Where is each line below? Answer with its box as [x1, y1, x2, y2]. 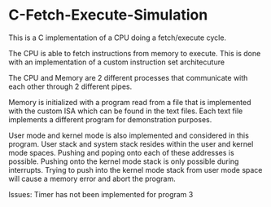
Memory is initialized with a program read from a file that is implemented [8, 97, 251, 107]
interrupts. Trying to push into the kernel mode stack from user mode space [8, 165, 263, 174]
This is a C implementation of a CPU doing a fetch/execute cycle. [8, 33, 226, 42]
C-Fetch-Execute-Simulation [8, 6, 208, 24]
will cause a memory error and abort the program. [8, 174, 177, 183]
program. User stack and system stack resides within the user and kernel [8, 139, 254, 148]
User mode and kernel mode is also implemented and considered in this [8, 130, 250, 140]
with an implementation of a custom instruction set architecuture [8, 57, 225, 67]
